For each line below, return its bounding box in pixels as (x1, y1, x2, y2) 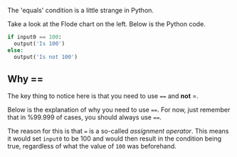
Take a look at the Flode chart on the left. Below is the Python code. (7, 20, 206, 28)
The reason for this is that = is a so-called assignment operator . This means (7, 127, 229, 136)
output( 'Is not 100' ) (14, 53, 78, 60)
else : (7, 46, 23, 54)
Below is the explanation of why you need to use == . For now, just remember (7, 106, 231, 114)
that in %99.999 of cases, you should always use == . (7, 113, 162, 121)
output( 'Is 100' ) (14, 40, 65, 47)
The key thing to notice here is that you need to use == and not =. (7, 92, 199, 100)
